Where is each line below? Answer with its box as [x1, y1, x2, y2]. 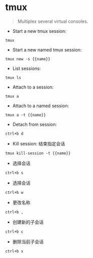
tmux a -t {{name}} [5, 112, 46, 117]
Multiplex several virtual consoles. [17, 18, 88, 24]
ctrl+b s [5, 170, 24, 176]
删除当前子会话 [12, 238, 44, 244]
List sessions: [12, 65, 41, 71]
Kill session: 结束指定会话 [12, 141, 65, 147]
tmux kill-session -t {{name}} [5, 151, 71, 156]
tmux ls [5, 75, 22, 80]
